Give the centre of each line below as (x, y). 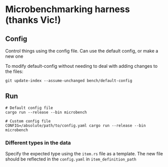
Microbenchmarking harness (68, 9)
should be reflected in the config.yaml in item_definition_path (71, 159)
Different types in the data (38, 143)
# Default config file (29, 108)
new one (14, 56)
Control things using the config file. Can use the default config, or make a (82, 51)
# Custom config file (28, 121)
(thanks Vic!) (33, 20)
